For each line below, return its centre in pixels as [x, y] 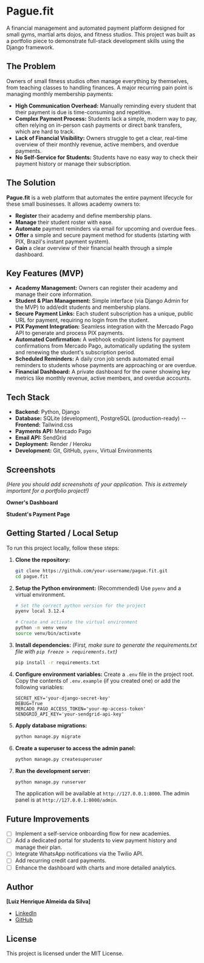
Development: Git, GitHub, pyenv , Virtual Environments [83, 451]
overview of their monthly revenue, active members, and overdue [97, 144]
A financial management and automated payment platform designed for [96, 28]
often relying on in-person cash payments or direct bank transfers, [98, 125]
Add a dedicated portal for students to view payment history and [96, 840]
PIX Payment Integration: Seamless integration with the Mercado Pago [104, 326]
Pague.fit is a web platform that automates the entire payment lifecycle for [100, 197]
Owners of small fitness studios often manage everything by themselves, [97, 81]
